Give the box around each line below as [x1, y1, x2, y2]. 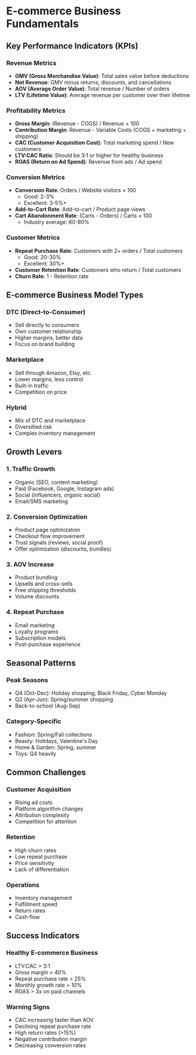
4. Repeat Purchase [6, 608, 65, 616]
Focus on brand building [14, 340, 75, 348]
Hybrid [6, 403, 27, 412]
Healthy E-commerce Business [6, 948, 99, 957]
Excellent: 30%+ [23, 259, 65, 267]
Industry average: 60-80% [23, 219, 90, 226]
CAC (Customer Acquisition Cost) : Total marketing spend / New [14, 139, 174, 146]
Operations [6, 881, 40, 889]
